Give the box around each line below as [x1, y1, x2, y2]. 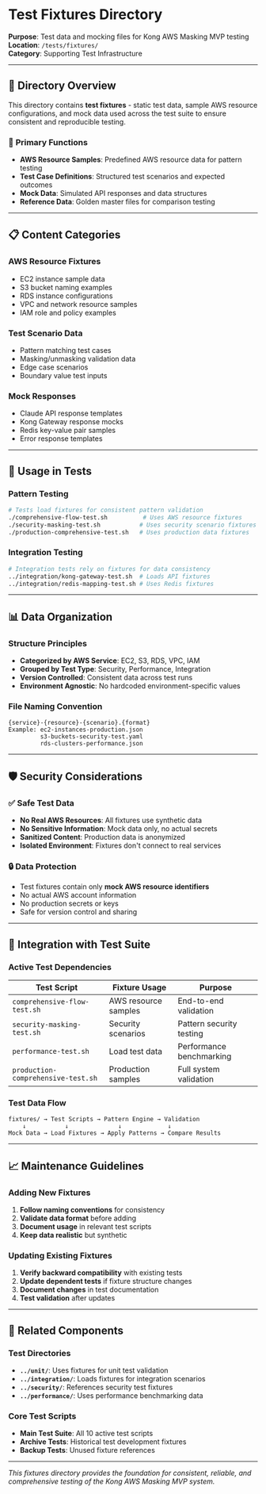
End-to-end [177, 995, 224, 1006]
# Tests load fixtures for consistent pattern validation [8, 506, 203, 515]
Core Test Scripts [8, 1410, 77, 1421]
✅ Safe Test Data [8, 797, 75, 808]
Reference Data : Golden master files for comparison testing [19, 197, 215, 207]
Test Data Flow [8, 1098, 66, 1109]
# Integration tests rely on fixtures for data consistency [8, 565, 211, 573]
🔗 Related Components [8, 1324, 124, 1337]
